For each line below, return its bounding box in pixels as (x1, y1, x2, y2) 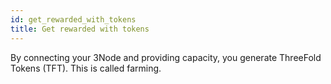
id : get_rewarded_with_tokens (10, 14, 137, 25)
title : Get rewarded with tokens (10, 24, 150, 34)
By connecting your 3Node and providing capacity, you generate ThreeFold (10, 51, 322, 63)
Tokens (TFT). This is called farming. (10, 62, 162, 74)
